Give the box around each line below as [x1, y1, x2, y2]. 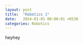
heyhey [5, 35, 21, 41]
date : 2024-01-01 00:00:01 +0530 [5, 16, 79, 21]
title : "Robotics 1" [5, 12, 50, 17]
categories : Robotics [5, 21, 50, 26]
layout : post [5, 7, 32, 12]
